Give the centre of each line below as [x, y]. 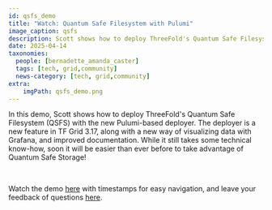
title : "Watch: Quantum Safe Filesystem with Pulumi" [101, 24]
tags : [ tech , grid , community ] [66, 69]
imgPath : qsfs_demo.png [63, 91]
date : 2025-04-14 [38, 46]
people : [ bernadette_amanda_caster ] [77, 62]
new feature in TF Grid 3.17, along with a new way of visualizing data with [130, 131]
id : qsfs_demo [32, 16]
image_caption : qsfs [43, 31]
